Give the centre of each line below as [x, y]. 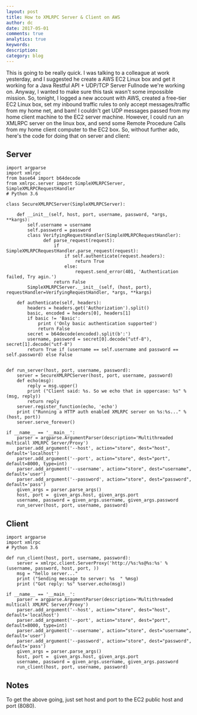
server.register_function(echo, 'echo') [67, 407]
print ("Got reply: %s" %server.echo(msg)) [71, 584]
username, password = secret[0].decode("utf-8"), [90, 339]
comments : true [25, 34]
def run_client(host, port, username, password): [69, 558]
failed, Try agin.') [32, 277]
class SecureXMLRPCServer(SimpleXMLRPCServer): [66, 204]
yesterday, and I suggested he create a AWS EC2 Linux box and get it [91, 79]
